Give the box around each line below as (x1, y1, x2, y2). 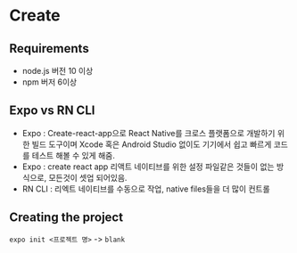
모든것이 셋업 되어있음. (48, 172, 128, 183)
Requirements (9, 41, 89, 56)
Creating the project (9, 210, 123, 225)
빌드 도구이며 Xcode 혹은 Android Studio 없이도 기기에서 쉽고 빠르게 (31, 139, 272, 150)
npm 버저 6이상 (21, 77, 78, 87)
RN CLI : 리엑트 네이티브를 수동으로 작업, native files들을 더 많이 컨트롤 (21, 184, 270, 194)
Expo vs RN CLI (9, 103, 95, 118)
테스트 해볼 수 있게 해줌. (31, 150, 116, 160)
